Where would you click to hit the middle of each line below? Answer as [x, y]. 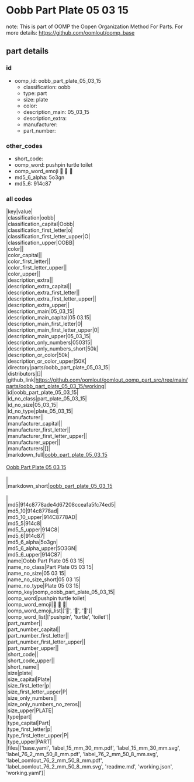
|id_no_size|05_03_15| [32, 405]
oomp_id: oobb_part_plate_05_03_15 [58, 80]
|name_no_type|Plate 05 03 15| [43, 586]
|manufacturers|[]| [28, 449]
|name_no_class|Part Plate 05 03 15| [50, 567]
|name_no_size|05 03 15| [36, 574]
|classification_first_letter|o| [39, 230]
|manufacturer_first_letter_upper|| [47, 436]
